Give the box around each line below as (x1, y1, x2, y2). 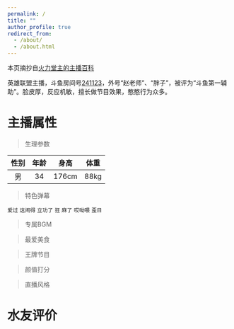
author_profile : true (7, 23, 71, 30)
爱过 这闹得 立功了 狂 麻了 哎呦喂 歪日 (7, 207, 103, 214)
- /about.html (13, 43, 55, 50)
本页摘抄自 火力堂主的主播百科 (7, 64, 94, 71)
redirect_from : (7, 30, 52, 37)
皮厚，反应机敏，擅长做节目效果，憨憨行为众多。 (28, 88, 172, 96)
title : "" (7, 17, 37, 24)
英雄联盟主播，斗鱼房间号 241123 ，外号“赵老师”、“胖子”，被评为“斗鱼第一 (7, 79, 221, 87)
